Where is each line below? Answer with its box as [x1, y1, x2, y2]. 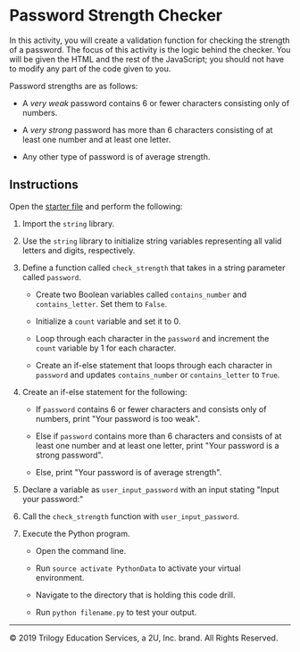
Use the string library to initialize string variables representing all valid [21, 235, 282, 246]
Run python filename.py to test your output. [35, 607, 197, 617]
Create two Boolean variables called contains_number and [35, 289, 247, 300]
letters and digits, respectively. [21, 244, 136, 255]
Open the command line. [35, 545, 127, 556]
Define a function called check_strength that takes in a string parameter [21, 262, 286, 273]
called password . [21, 271, 82, 282]
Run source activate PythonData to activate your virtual [35, 563, 241, 574]
